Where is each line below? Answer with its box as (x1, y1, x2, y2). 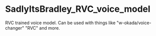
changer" (5, 25, 24, 31)
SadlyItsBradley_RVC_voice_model (5, 3, 151, 15)
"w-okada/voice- (116, 20, 152, 26)
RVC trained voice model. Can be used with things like (5, 20, 116, 26)
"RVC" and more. (25, 25, 60, 31)
